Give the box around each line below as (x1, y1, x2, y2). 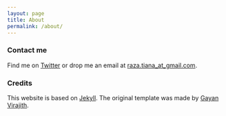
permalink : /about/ (7, 23, 63, 30)
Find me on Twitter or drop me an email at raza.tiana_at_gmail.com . (7, 61, 198, 69)
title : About (7, 16, 45, 23)
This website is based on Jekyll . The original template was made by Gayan (7, 93, 219, 102)
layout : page (7, 10, 45, 17)
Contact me (7, 45, 48, 55)
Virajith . (7, 101, 29, 109)
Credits (7, 78, 32, 88)
